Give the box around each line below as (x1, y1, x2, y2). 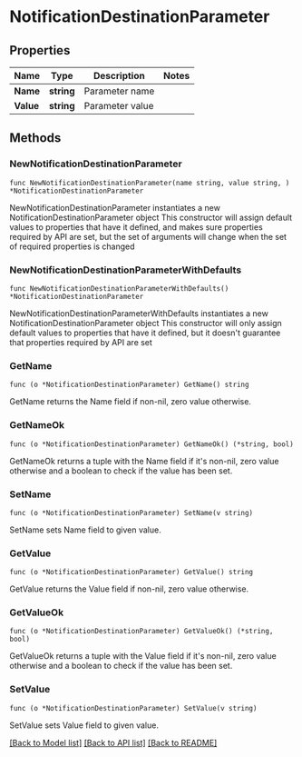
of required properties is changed (9, 241, 135, 252)
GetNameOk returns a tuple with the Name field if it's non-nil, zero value (9, 455, 279, 466)
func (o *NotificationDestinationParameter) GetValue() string (9, 568, 254, 577)
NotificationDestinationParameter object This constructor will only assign (9, 317, 283, 328)
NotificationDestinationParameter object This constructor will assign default (9, 212, 293, 223)
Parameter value (83, 100, 154, 112)
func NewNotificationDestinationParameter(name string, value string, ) (9, 178, 290, 187)
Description (93, 70, 145, 82)
